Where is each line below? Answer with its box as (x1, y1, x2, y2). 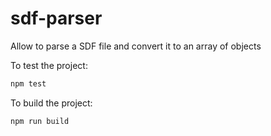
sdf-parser (10, 7, 103, 30)
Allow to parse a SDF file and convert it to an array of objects (10, 40, 262, 52)
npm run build (10, 116, 70, 126)
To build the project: (10, 97, 93, 109)
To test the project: (10, 59, 88, 71)
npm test (10, 78, 47, 89)
